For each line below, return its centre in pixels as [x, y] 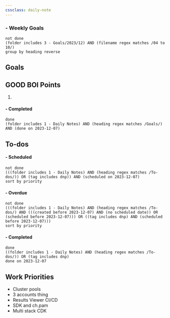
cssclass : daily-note [28, 10]
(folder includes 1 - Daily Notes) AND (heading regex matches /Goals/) [84, 124]
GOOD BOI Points [33, 85]
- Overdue [16, 192]
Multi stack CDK [30, 311]
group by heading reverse [33, 52]
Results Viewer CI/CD [35, 300]
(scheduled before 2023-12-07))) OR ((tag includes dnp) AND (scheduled [84, 217]
